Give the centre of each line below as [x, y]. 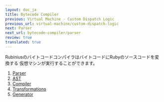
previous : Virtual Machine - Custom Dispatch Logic [60, 19]
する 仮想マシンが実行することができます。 [53, 63]
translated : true [23, 42]
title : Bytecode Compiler [32, 14]
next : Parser [19, 28]
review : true [19, 38]
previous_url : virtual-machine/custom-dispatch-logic [62, 24]
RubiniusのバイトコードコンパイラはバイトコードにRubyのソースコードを [80, 57]
